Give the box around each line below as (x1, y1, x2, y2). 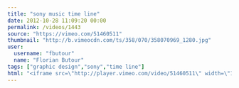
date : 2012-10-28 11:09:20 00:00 (7, 17, 107, 24)
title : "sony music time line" (7, 10, 100, 18)
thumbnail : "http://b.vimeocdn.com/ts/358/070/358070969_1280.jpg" (7, 37, 212, 44)
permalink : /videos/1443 (7, 23, 81, 31)
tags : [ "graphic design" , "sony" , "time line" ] (7, 63, 144, 70)
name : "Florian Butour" (14, 57, 84, 64)
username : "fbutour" (14, 50, 75, 57)
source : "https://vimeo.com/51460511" (7, 30, 122, 38)
